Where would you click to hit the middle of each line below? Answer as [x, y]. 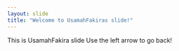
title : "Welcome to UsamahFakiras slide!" [70, 20]
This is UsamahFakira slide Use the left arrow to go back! [90, 40]
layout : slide [28, 14]
